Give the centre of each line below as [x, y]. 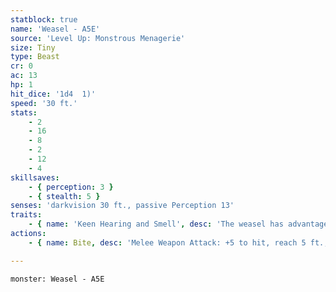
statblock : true [44, 19]
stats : [24, 112]
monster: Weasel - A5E [57, 279]
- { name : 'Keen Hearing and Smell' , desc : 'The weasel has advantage [178, 224]
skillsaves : [35, 177]
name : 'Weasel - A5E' [55, 29]
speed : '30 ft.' [44, 103]
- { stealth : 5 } [64, 196]
